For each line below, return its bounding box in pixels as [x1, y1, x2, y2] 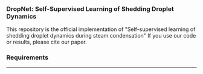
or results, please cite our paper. [6, 38, 88, 46]
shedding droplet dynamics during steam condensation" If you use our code [6, 32, 196, 39]
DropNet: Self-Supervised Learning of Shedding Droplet [6, 5, 174, 13]
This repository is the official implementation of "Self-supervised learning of [6, 26, 196, 33]
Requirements [6, 53, 49, 61]
